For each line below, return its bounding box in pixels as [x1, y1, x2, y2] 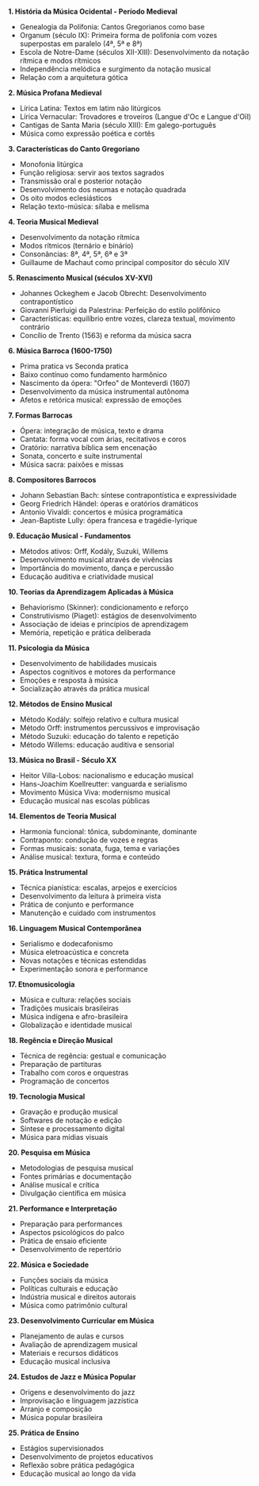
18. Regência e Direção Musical [8, 1036, 113, 1045]
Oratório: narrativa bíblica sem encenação [19, 443, 158, 452]
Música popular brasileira [19, 1413, 103, 1422]
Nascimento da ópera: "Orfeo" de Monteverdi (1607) [19, 379, 191, 387]
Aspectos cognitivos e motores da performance [19, 667, 176, 676]
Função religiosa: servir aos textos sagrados [19, 168, 165, 177]
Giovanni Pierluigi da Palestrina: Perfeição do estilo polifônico [19, 306, 221, 314]
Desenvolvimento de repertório [19, 1245, 121, 1253]
